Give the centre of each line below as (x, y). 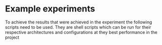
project (12, 37)
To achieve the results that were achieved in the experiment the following (79, 22)
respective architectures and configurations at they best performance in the (81, 32)
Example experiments (50, 9)
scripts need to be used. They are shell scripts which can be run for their (78, 27)
